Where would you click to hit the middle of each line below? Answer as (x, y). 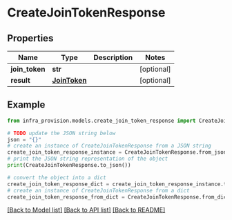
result (21, 80)
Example (26, 105)
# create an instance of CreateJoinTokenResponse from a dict (98, 190)
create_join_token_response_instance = (65, 152)
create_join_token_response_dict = (58, 184)
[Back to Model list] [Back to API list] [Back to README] (86, 210)
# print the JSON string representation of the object (88, 159)
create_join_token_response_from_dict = (66, 197)
